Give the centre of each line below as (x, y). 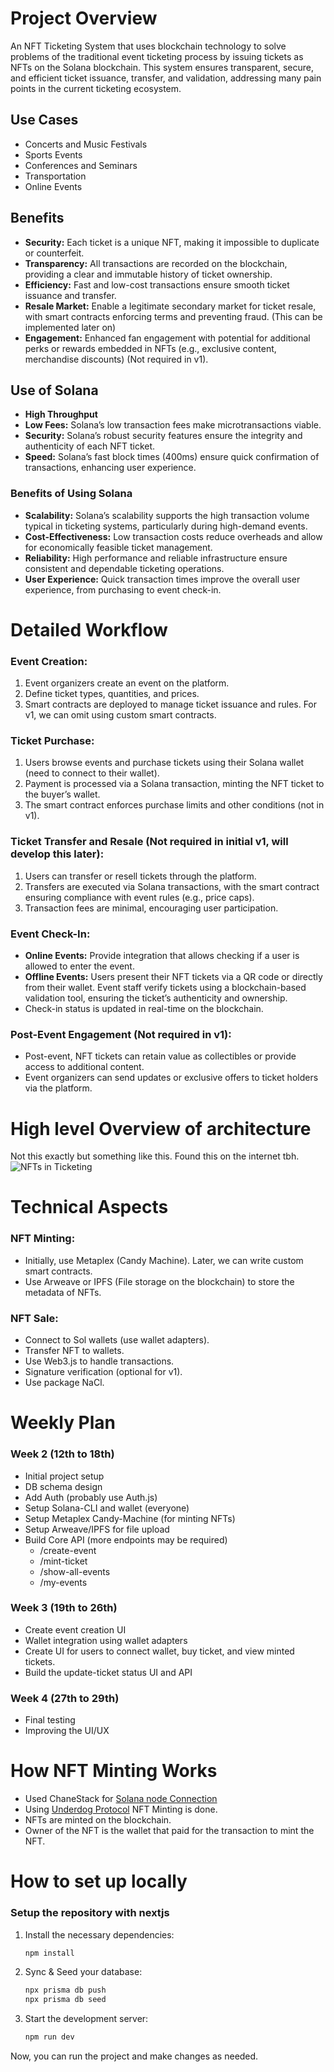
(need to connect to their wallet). (92, 773)
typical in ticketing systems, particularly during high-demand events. (166, 526)
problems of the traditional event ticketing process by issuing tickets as (157, 56)
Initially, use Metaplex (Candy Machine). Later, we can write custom (164, 1260)
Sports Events (53, 154)
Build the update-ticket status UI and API (108, 1672)
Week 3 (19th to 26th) (64, 1608)
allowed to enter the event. (79, 966)
